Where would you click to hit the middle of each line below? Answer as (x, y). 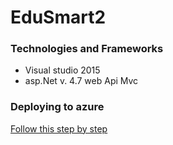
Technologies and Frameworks (87, 49)
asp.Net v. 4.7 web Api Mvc (81, 81)
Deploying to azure (57, 107)
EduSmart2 (58, 17)
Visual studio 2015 (62, 70)
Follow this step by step (59, 128)
